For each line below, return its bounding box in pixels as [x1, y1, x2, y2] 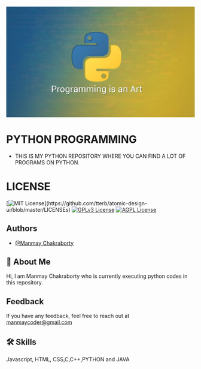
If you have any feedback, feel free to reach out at [6, 313, 130, 320]
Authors [6, 223, 38, 234]
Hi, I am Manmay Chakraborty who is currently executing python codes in [6, 272, 188, 280]
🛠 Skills [6, 337, 37, 347]
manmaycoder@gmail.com [6, 319, 73, 326]
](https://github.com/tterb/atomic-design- [44, 199, 148, 207]
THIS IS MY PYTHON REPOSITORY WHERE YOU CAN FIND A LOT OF [14, 152, 186, 160]
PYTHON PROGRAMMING [6, 133, 137, 146]
